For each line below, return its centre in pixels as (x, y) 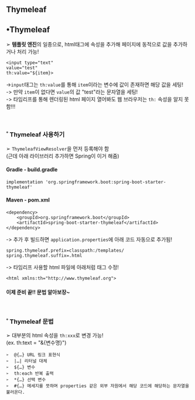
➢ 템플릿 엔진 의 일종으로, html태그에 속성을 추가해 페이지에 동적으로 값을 (89, 45)
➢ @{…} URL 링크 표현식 (33, 355)
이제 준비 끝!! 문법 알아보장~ (38, 292)
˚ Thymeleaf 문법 (30, 322)
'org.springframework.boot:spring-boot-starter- (106, 182)
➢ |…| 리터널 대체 (27, 361)
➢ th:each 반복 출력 (30, 374)
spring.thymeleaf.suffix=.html (44, 255)
